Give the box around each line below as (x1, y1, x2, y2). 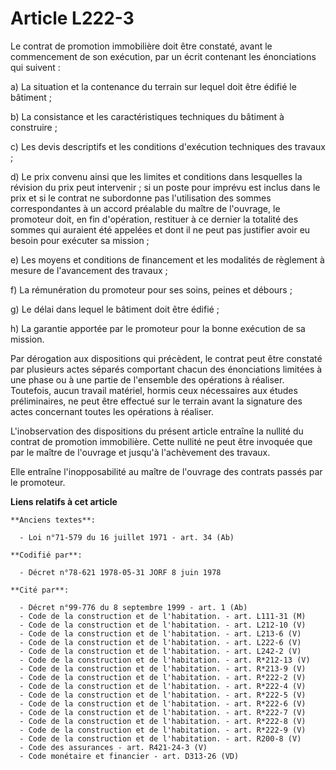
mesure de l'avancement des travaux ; (10, 264, 168, 276)
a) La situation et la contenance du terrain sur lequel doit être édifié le (10, 80, 297, 92)
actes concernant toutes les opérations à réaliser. (10, 405, 214, 417)
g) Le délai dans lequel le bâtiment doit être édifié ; (10, 303, 220, 315)
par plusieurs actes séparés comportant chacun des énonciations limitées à (10, 363, 323, 375)
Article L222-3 (10, 7, 135, 30)
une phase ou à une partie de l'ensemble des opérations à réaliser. (10, 373, 285, 386)
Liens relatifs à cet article (10, 495, 118, 507)
